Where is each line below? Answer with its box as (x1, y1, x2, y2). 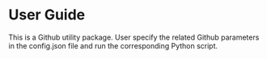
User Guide (8, 6, 86, 24)
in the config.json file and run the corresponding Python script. (8, 40, 218, 50)
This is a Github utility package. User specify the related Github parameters (8, 32, 260, 42)
